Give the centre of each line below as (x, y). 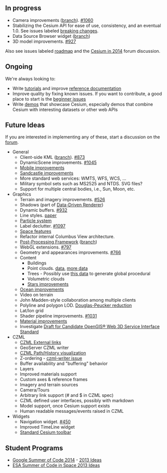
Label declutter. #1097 (43, 226)
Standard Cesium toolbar (45, 432)
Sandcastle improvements (47, 173)
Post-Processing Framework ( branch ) (58, 242)
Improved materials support (48, 374)
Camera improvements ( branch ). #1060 (53, 20)
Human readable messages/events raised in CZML (72, 411)
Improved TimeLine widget (47, 427)
